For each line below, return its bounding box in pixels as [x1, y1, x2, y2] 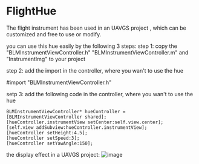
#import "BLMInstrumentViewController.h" [6, 79, 112, 86]
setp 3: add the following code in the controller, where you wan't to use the [6, 90, 194, 97]
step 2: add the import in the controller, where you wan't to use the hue [6, 67, 183, 74]
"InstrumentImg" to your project [6, 55, 86, 62]
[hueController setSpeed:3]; [6, 135, 80, 141]
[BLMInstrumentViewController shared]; [6, 114, 107, 120]
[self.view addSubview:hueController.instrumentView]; [6, 124, 148, 131]
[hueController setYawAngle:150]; [6, 140, 94, 146]
